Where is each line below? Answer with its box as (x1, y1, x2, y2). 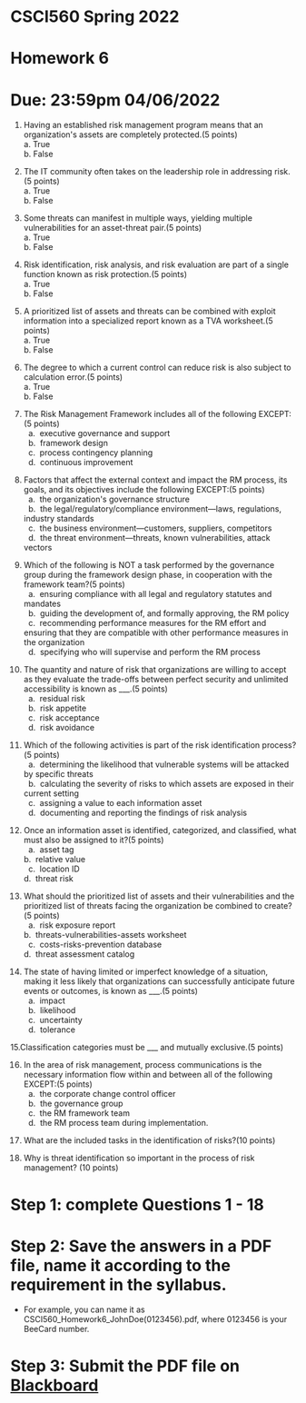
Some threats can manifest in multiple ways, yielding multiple (23, 213, 253, 224)
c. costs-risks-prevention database (27, 939, 163, 950)
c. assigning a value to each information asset (27, 798, 202, 809)
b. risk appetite (27, 702, 87, 714)
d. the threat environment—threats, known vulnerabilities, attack (27, 532, 271, 543)
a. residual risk (27, 693, 85, 704)
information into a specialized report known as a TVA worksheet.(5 (23, 315, 273, 326)
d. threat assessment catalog (23, 949, 135, 960)
